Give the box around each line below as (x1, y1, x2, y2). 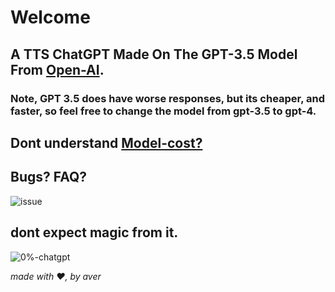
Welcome (10, 6, 91, 29)
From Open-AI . (10, 61, 105, 78)
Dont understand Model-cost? (10, 134, 203, 151)
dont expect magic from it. (10, 224, 179, 241)
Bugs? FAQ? (10, 169, 88, 186)
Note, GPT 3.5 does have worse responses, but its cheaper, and (10, 91, 326, 105)
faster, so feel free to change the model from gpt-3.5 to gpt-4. (10, 104, 317, 118)
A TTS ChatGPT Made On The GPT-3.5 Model (10, 46, 298, 63)
